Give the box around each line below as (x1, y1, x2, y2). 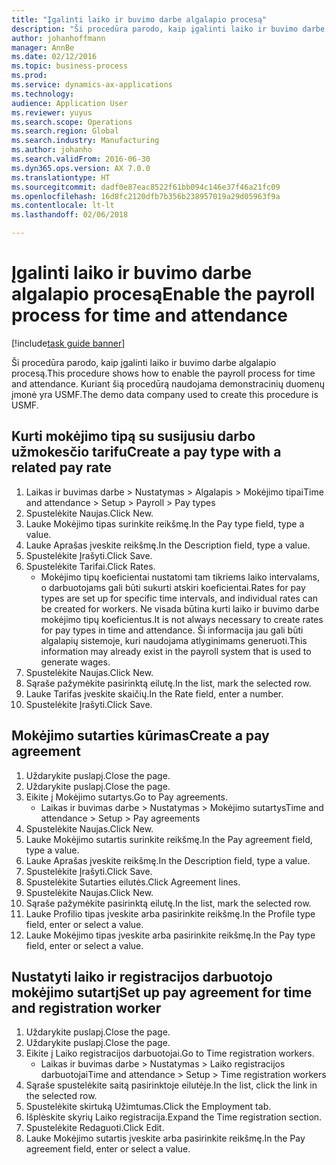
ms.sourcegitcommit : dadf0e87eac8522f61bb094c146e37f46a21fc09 (11, 182, 281, 192)
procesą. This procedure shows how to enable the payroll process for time (11, 367, 316, 379)
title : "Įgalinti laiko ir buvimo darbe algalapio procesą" (11, 14, 268, 25)
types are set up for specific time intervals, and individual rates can (40, 592, 319, 604)
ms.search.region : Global (11, 126, 119, 136)
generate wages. (40, 656, 111, 668)
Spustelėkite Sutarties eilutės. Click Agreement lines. (25, 876, 241, 888)
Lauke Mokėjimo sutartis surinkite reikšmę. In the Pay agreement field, (25, 833, 313, 845)
